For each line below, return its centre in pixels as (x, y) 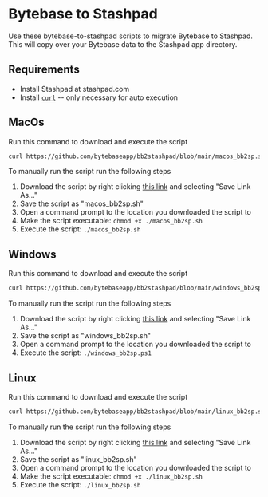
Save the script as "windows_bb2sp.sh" (85, 336)
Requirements (44, 70)
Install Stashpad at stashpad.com (75, 89)
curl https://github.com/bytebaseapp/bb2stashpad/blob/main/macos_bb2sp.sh (137, 156)
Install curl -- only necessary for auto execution (99, 97)
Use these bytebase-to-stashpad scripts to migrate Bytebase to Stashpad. (131, 36)
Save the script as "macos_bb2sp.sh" (81, 203)
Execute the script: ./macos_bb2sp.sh (80, 229)
